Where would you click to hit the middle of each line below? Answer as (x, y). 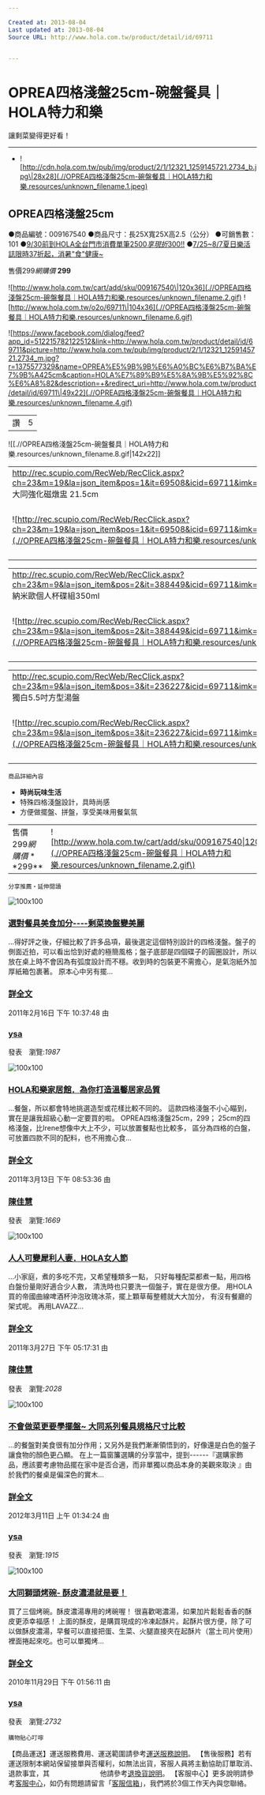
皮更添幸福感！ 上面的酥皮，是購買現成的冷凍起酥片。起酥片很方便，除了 (127, 1621)
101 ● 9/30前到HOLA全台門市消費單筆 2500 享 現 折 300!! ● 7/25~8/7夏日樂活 (129, 244)
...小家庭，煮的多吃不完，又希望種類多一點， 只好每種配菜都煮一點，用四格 (130, 1277)
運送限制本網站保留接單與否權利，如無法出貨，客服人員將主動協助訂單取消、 (132, 1763)
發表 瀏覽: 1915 (34, 1555)
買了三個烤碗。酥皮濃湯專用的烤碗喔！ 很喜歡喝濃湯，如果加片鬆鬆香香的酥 (130, 1611)
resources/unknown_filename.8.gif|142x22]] (89, 454)
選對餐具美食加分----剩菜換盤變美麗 (76, 924)
